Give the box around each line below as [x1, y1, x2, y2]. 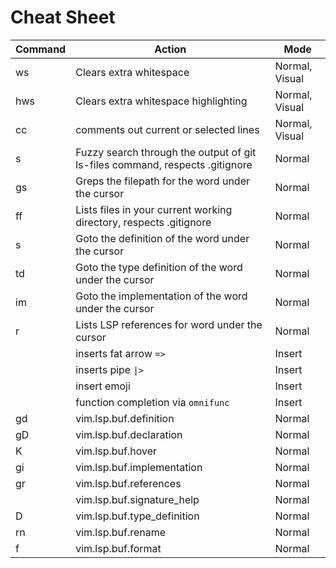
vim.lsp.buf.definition [75, 411, 175, 425]
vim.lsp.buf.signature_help [75, 492, 200, 506]
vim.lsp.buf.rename [75, 525, 167, 539]
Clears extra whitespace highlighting [75, 94, 248, 108]
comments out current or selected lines [75, 122, 260, 136]
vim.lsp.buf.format [75, 541, 162, 555]
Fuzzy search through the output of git [75, 145, 257, 159]
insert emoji [75, 379, 131, 393]
